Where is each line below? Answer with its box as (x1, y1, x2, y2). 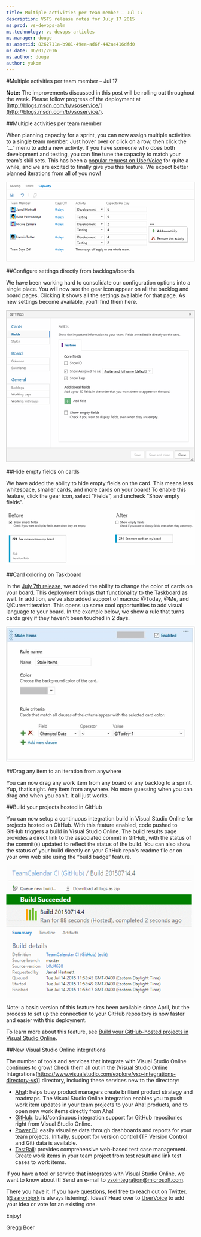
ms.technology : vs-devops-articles (6, 29, 95, 35)
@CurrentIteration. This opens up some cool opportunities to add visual (6, 602, 182, 609)
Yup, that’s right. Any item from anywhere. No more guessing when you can (6, 785, 193, 793)
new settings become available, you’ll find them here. (6, 298, 138, 306)
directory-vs (6, 1076, 37, 1084)
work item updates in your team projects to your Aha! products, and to (14, 1101, 188, 1108)
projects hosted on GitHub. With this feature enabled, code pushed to (6, 821, 178, 828)
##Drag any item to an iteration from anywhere (6, 767, 121, 775)
